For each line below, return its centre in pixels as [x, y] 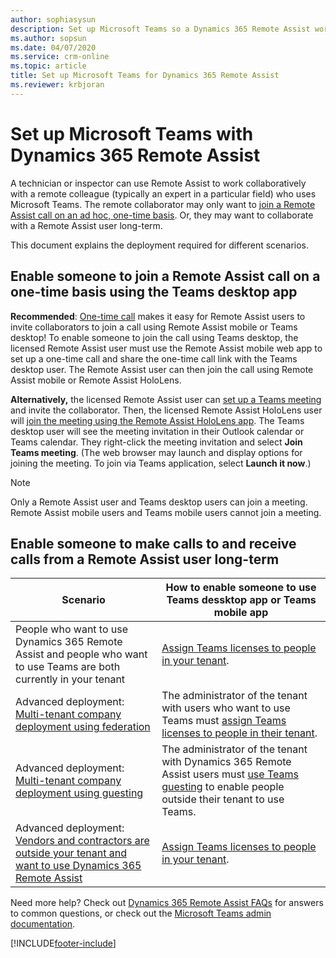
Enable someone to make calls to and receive [153, 543]
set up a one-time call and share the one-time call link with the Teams [154, 358]
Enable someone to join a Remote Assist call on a [165, 276]
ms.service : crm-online [60, 57]
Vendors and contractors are [82, 841]
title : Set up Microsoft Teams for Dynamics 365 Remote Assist [145, 76]
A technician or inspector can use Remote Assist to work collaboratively [158, 183]
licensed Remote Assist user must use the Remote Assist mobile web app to [166, 348]
